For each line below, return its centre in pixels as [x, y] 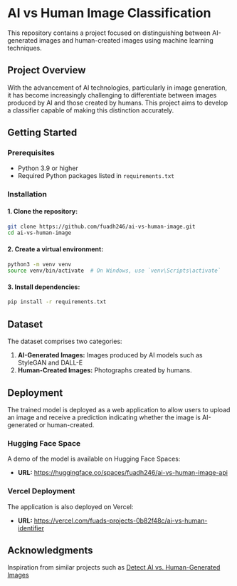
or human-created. [67, 424]
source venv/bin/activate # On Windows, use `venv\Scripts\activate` [114, 271]
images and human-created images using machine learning [126, 40]
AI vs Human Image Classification [109, 13]
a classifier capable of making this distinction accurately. [91, 110]
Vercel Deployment [41, 491]
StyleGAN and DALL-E [50, 363]
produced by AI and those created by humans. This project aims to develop [118, 103]
